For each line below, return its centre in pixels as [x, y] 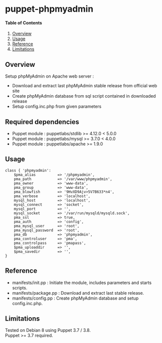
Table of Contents [24, 22]
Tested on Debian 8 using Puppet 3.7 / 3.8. [48, 330]
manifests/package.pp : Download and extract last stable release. [78, 293]
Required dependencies [42, 122]
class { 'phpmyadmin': [28, 170]
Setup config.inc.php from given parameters [57, 106]
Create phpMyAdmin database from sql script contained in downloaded [84, 96]
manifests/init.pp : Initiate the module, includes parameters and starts [82, 282]
